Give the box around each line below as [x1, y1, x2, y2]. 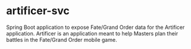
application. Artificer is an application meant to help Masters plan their [6, 30, 179, 37]
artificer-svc [6, 4, 70, 18]
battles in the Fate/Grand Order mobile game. [6, 36, 117, 43]
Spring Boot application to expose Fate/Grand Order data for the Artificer [6, 24, 185, 31]
